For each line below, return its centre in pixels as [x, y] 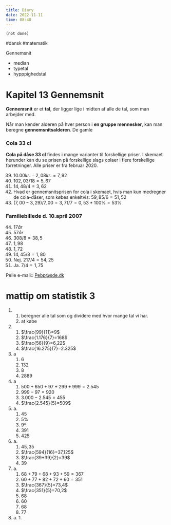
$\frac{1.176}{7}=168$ [44, 338]
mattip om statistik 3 [51, 296]
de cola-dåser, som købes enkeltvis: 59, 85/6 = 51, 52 [70, 197]
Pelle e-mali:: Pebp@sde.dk [35, 275]
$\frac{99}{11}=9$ [40, 332]
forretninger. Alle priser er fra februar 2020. [52, 165]
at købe [29, 321]
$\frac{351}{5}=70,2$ [44, 490]
